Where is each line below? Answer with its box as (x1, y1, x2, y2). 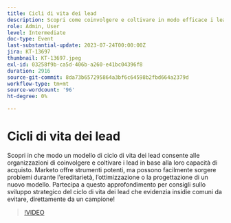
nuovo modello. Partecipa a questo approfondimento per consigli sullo (7, 180, 206, 189)
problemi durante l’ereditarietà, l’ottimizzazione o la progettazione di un (7, 173, 208, 181)
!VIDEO (23, 208, 45, 216)
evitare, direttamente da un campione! (7, 195, 115, 203)
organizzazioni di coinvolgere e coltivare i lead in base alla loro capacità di (7, 159, 218, 167)
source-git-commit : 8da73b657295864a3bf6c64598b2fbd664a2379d (7, 73, 189, 81)
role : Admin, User (7, 23, 60, 30)
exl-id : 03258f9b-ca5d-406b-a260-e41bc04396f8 (7, 61, 143, 68)
